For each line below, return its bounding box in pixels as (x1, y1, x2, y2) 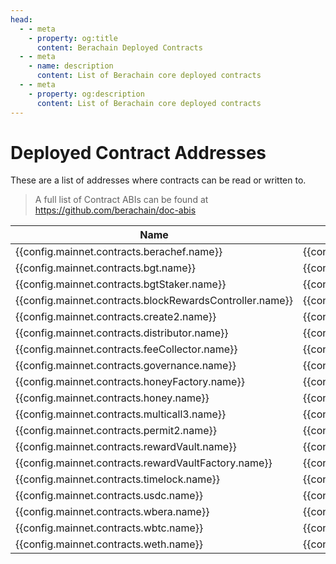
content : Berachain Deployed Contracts (36, 42, 203, 53)
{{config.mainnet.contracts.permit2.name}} (15, 424, 218, 438)
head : (10, 14, 33, 25)
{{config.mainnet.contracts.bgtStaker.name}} (15, 277, 227, 291)
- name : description (28, 61, 114, 71)
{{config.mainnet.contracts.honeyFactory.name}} (15, 375, 245, 389)
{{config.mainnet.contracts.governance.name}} (15, 359, 237, 373)
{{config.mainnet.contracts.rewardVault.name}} (15, 440, 237, 454)
